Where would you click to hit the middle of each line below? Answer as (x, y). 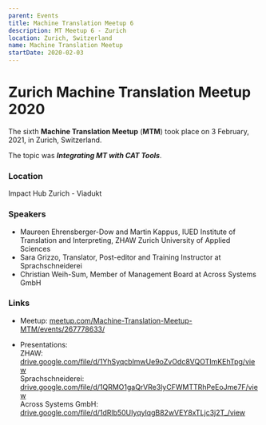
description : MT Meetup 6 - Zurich (67, 30)
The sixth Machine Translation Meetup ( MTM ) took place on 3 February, (129, 131)
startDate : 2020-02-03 (46, 53)
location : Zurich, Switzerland (60, 38)
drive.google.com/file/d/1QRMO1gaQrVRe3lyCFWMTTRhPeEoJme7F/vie (139, 387)
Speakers (27, 214)
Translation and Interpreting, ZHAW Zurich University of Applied (125, 240)
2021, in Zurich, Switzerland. (55, 140)
